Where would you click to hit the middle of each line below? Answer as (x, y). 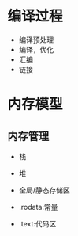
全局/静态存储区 (44, 190)
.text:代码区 (37, 223)
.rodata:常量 (38, 207)
